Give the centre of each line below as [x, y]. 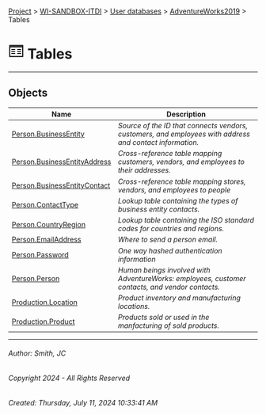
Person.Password [40, 255]
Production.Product [43, 322]
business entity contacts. [159, 209]
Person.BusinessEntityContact [61, 185]
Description [186, 114]
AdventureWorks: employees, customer [182, 278]
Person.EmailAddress [46, 240]
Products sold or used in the [163, 318]
